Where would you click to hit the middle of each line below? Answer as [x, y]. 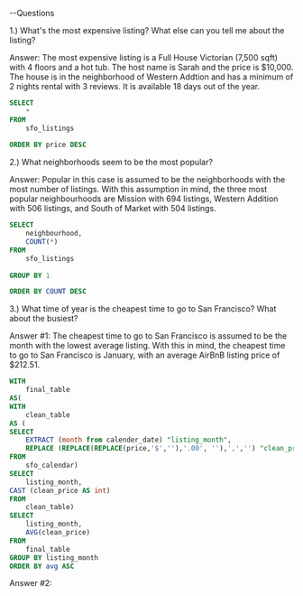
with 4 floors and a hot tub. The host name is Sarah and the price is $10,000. [151, 67]
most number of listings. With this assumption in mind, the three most [138, 190]
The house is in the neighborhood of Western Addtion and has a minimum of [151, 77]
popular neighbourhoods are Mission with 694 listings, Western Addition [144, 199]
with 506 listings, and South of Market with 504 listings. [113, 209]
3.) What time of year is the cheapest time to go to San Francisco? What [143, 309]
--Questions [32, 13]
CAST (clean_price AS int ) [60, 490]
